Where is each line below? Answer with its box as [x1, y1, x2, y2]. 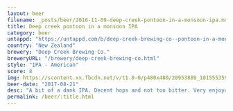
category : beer [7, 29, 51, 37]
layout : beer [7, 10, 45, 17]
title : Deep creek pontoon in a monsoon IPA [7, 23, 138, 30]
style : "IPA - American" [7, 61, 79, 68]
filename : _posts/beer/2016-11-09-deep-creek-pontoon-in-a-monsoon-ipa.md [7, 17, 228, 23]
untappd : [7, 36, 33, 43]
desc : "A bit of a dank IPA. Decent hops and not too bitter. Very [7, 87, 207, 94]
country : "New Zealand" [7, 42, 76, 49]
